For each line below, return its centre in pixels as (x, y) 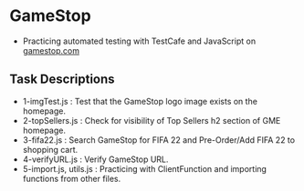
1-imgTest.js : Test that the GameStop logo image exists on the (140, 101)
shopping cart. (50, 149)
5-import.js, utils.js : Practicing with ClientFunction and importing (145, 168)
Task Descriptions (63, 80)
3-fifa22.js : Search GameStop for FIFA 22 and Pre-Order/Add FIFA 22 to (158, 140)
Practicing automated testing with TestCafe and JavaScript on (139, 41)
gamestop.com (51, 50)
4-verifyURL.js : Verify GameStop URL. (95, 159)
